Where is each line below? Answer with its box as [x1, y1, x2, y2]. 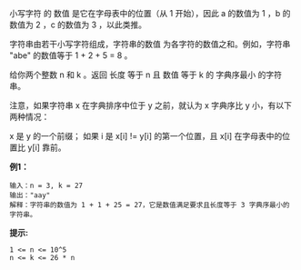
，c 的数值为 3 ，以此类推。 [42, 19, 147, 30]
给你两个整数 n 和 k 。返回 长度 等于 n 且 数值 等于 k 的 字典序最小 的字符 [9, 69, 283, 80]
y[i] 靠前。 [26, 142, 66, 153]
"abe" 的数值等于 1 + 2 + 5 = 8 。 [9, 50, 133, 61]
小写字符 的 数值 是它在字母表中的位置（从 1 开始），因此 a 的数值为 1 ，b [9, 8, 281, 18]
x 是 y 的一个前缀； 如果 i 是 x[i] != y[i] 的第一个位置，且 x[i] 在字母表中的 [9, 131, 283, 141]
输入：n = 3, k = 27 [9, 181, 84, 190]
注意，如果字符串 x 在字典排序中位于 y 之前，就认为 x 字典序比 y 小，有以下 [9, 100, 293, 111]
